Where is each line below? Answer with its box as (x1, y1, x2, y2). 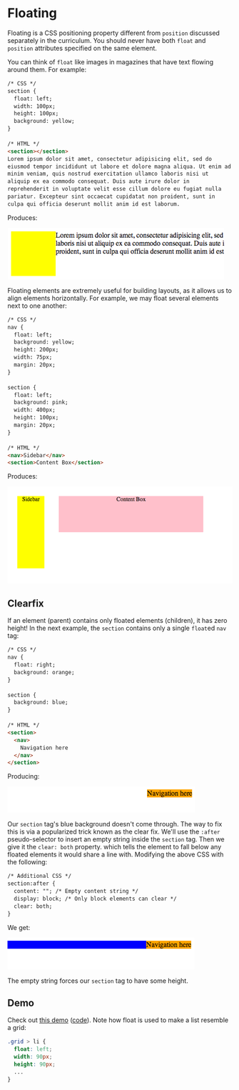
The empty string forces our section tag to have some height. (7, 976, 189, 985)
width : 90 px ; (14, 1054, 53, 1061)
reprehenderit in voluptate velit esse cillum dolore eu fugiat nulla (7, 186, 222, 193)
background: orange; (14, 669, 75, 676)
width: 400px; (14, 406, 56, 414)
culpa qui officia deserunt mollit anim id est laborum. (7, 200, 180, 208)
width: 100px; (14, 102, 56, 110)
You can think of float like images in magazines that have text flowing (7, 57, 214, 66)
